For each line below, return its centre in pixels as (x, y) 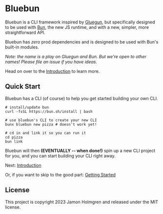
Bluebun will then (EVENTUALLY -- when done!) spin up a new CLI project (80, 150)
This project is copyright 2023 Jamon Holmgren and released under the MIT (82, 202)
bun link (14, 141)
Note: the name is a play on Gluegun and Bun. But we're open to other (76, 56)
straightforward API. (25, 32)
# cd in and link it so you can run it (46, 133)
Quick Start (23, 87)
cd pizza (14, 137)
